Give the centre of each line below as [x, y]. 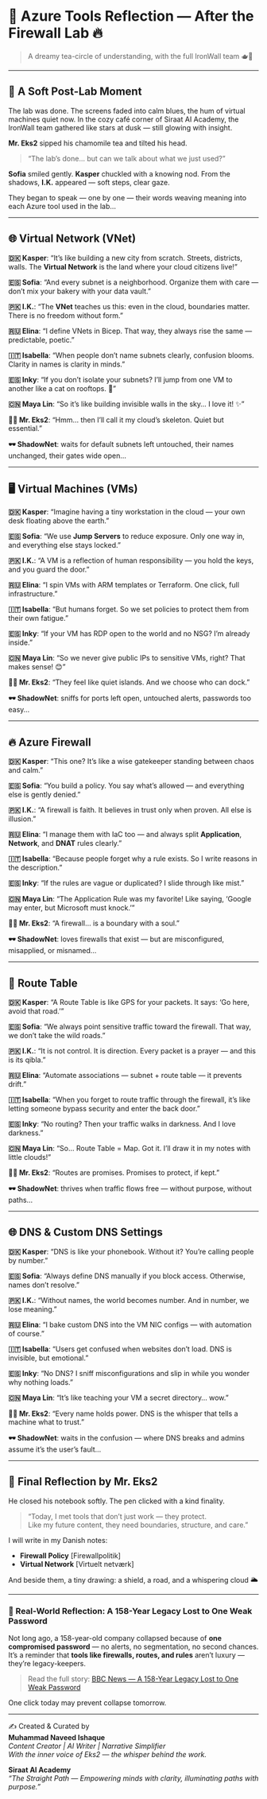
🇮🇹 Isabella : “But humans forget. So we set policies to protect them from [129, 609]
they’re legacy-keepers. [47, 1663]
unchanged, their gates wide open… [68, 456]
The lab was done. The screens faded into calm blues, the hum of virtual [127, 110]
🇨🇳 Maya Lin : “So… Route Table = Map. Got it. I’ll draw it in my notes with [130, 1148]
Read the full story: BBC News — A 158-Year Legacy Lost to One [133, 1679]
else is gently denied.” [44, 795]
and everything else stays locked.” [65, 545]
